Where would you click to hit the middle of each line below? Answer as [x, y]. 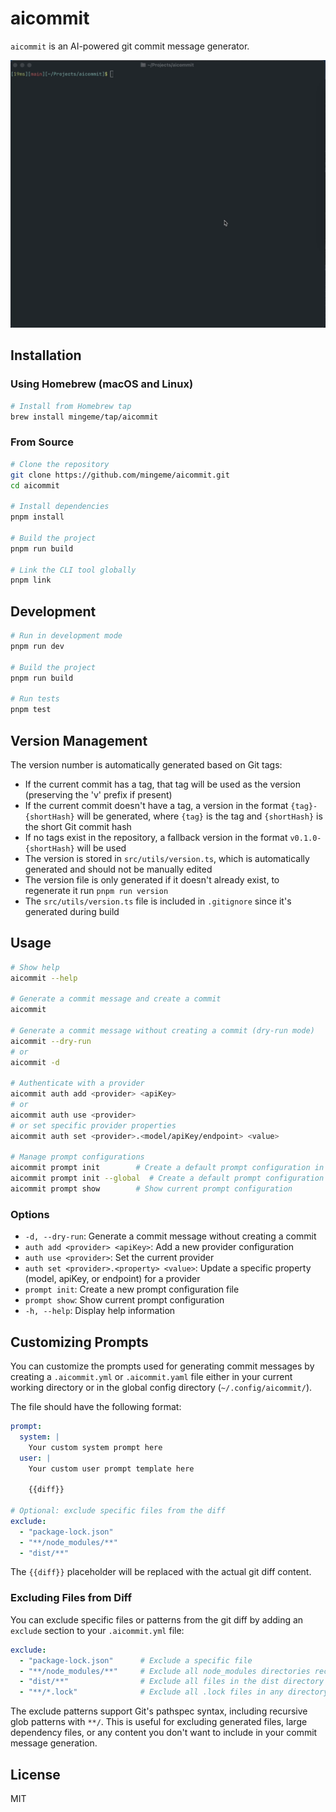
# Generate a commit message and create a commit [116, 999]
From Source [42, 442]
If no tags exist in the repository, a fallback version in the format [156, 837]
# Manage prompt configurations [77, 1157]
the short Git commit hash [78, 826]
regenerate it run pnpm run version [96, 890]
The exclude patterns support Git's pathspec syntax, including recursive [159, 1711]
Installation [46, 355]
